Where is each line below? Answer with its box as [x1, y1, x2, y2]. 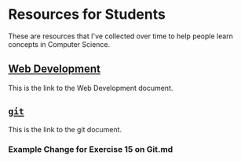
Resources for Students [8, 5, 166, 23]
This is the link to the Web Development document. [8, 83, 173, 92]
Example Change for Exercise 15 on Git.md [8, 144, 173, 155]
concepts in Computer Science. [8, 39, 111, 49]
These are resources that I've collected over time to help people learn [8, 31, 234, 41]
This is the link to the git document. [8, 124, 122, 134]
